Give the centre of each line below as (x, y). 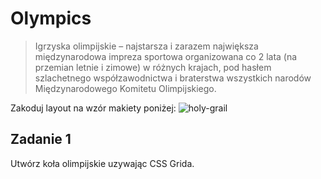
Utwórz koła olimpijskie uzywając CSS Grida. (102, 163)
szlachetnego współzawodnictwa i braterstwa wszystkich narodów (173, 78)
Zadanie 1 (41, 139)
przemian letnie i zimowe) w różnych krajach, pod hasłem (153, 67)
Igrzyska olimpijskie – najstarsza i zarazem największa (146, 46)
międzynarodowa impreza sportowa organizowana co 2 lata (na (166, 56)
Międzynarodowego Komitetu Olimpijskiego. (125, 88)
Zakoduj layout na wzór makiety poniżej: (93, 108)
